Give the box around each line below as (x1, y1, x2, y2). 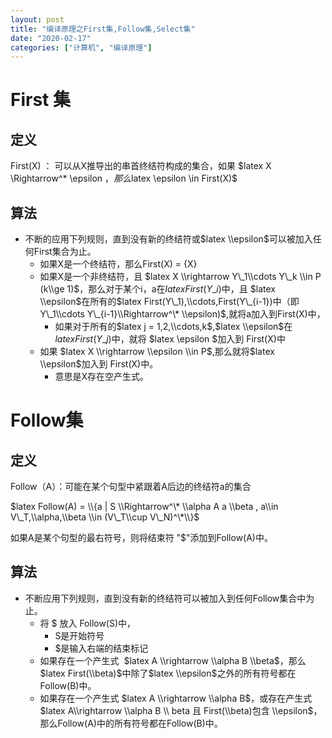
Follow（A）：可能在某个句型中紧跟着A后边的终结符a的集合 (10, 481, 252, 493)
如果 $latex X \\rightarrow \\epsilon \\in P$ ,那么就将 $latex (39, 346, 275, 358)
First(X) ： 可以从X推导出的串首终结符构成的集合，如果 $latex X (10, 160, 272, 172)
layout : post (10, 14, 65, 25)
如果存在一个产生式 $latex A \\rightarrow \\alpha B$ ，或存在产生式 (39, 692, 313, 704)
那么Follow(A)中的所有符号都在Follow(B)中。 (39, 717, 223, 729)
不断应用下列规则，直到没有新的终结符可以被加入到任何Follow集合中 (24, 592, 307, 604)
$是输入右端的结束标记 (54, 642, 149, 654)
